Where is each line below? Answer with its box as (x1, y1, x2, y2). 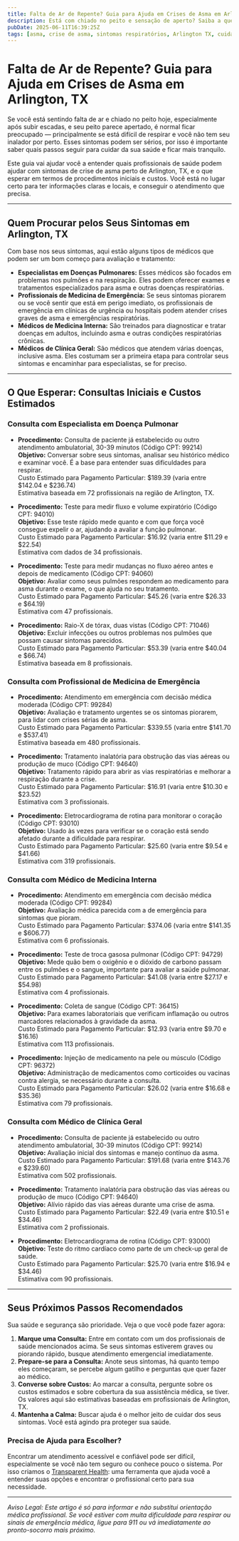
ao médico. (17, 1373, 51, 1381)
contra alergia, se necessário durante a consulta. (17, 1077, 161, 1085)
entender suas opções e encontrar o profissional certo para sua (7, 1475, 194, 1483)
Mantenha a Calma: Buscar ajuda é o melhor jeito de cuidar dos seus (17, 1410, 222, 1419)
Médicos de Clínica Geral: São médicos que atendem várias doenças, (17, 344, 224, 352)
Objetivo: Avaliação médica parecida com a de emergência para (17, 906, 207, 915)
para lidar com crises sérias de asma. (17, 715, 128, 724)
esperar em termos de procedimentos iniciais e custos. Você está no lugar (7, 174, 225, 183)
